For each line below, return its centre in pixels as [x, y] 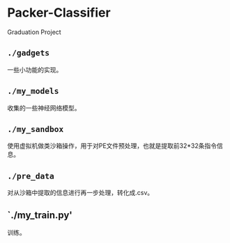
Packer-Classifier [59, 13]
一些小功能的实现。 [35, 69]
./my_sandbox [36, 129]
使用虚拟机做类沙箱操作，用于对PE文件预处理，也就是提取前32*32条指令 [112, 146]
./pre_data [31, 176]
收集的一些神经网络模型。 [44, 108]
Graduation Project [34, 32]
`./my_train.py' [40, 215]
